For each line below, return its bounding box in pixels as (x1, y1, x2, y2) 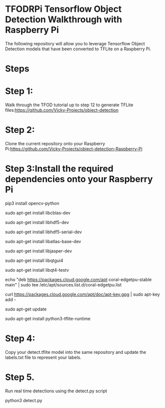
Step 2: (5, 125, 35, 136)
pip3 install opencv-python (5, 200, 60, 206)
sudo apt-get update (5, 306, 47, 312)
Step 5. (5, 372, 35, 383)
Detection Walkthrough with (5, 14, 122, 25)
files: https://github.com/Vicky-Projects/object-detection (5, 107, 119, 113)
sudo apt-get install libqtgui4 (5, 257, 63, 263)
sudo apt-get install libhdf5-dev (5, 219, 69, 225)
